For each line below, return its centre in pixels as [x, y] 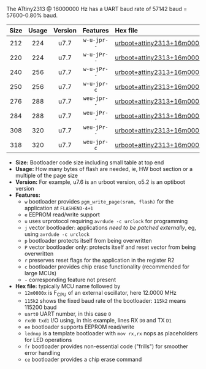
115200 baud [40, 307]
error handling [42, 352]
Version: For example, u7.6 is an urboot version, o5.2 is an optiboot [100, 182]
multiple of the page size [47, 175]
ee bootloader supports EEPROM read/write [79, 327]
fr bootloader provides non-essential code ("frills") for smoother [106, 346]
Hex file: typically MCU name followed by [68, 286]
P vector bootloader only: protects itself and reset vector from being [110, 247]
